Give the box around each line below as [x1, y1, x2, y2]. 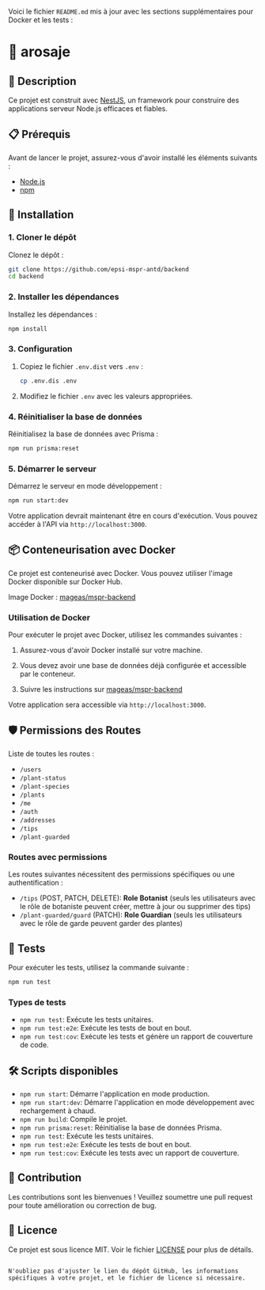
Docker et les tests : [8, 15, 74, 25]
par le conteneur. [19, 670, 76, 679]
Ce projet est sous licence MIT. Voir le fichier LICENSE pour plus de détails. [8, 1245, 254, 1254]
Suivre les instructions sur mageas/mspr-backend [19, 685, 183, 694]
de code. [19, 1040, 49, 1050]
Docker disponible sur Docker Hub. [8, 577, 123, 586]
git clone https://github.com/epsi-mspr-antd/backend [8, 265, 190, 273]
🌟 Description [8, 75, 77, 88]
